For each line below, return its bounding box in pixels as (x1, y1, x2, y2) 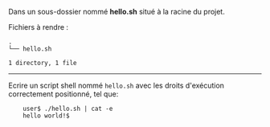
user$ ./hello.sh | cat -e (22, 104, 113, 113)
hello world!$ (22, 112, 70, 120)
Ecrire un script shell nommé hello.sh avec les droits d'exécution (8, 80, 225, 90)
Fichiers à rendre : (8, 23, 69, 31)
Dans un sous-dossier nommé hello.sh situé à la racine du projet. (8, 7, 225, 16)
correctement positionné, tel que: (8, 89, 119, 99)
